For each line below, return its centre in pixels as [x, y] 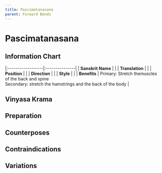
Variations [21, 166]
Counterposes [27, 133]
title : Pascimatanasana [29, 10]
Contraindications [33, 149]
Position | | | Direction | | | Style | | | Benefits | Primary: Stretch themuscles [81, 74]
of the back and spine [27, 78]
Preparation [23, 116]
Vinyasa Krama [29, 99]
